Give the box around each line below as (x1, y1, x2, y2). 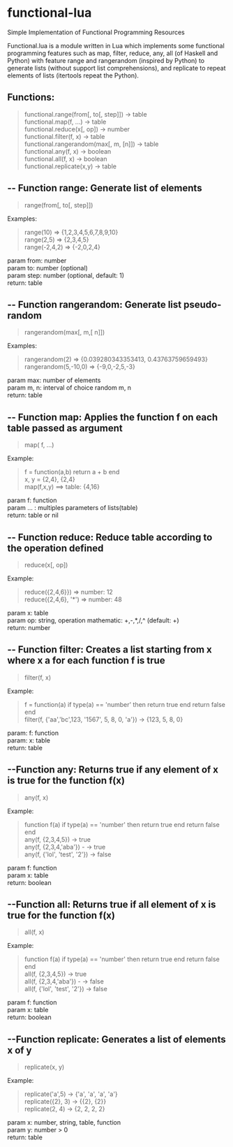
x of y (7, 1044, 33, 1056)
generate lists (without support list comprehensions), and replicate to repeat (7, 64, 226, 72)
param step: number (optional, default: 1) (7, 271, 124, 279)
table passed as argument (7, 422, 123, 434)
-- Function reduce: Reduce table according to (7, 531, 213, 543)
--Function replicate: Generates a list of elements (7, 1033, 226, 1045)
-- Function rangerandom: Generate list (7, 298, 182, 310)
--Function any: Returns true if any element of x (7, 764, 218, 776)
